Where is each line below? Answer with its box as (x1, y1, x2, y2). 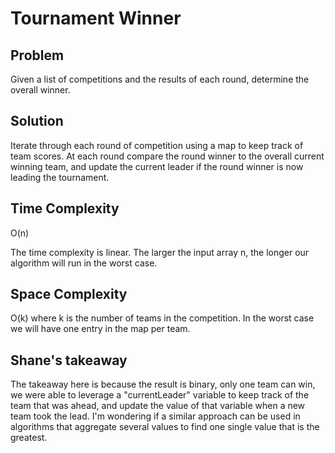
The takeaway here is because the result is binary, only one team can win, (10, 378, 316, 391)
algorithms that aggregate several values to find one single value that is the (10, 421, 320, 433)
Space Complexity (10, 286, 128, 303)
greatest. (10, 432, 48, 444)
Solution (10, 113, 64, 130)
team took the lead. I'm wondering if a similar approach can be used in (10, 410, 301, 422)
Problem (10, 47, 65, 64)
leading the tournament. (10, 171, 110, 183)
